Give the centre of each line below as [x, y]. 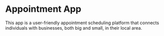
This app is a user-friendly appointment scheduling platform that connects [82, 23]
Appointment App [43, 9]
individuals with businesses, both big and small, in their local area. [74, 28]
